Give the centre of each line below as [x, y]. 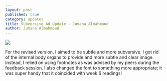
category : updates [24, 19]
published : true [22, 14]
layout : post [19, 10]
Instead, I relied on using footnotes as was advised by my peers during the [82, 62]
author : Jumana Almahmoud [32, 28]
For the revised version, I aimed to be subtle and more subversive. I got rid [82, 52]
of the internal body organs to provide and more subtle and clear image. [79, 57]
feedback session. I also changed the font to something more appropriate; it [83, 68]
